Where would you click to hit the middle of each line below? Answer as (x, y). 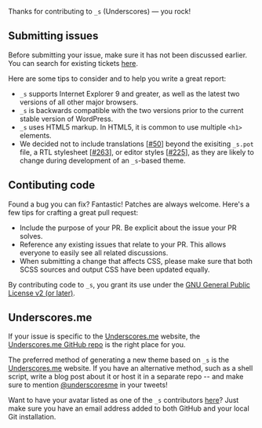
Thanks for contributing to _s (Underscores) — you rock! (100, 11)
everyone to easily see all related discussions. (94, 252)
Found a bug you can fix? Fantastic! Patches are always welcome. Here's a (129, 204)
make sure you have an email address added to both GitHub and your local (129, 408)
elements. (36, 135)
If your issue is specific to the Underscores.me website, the (104, 336)
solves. (31, 236)
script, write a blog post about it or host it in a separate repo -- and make (126, 377)
